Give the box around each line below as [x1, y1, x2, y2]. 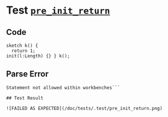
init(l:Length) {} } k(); [6, 53, 70, 59]
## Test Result [6, 95, 44, 101]
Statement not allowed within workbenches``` [6, 84, 120, 90]
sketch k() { [6, 43, 38, 48]
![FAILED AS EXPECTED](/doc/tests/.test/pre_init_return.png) [6, 105, 163, 111]
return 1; [11, 48, 35, 54]
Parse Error [6, 69, 49, 79]
